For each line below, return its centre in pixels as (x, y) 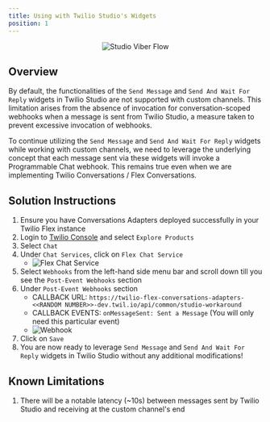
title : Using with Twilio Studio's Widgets (83, 16)
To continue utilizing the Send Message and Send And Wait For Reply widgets (135, 141)
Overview (33, 71)
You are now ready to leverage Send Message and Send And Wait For (133, 347)
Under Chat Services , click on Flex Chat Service (102, 254)
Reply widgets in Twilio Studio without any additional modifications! (131, 356)
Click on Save (42, 339)
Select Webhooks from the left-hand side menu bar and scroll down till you (141, 272)
